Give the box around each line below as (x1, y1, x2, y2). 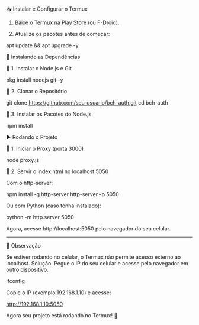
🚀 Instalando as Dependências (6, 53, 81, 60)
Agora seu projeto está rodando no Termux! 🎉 (6, 312, 118, 318)
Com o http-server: (6, 180, 53, 186)
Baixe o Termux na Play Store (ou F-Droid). (14, 19, 120, 26)
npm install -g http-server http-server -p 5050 (6, 191, 120, 197)
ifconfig (6, 278, 25, 284)
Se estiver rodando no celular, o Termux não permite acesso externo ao (6, 253, 181, 261)
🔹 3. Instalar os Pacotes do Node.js (6, 110, 92, 118)
